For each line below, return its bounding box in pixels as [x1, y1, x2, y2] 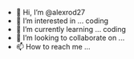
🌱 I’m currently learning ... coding [15, 25, 127, 33]
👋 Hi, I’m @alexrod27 [15, 8, 86, 17]
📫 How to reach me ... [15, 42, 91, 51]
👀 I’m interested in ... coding [15, 16, 109, 26]
